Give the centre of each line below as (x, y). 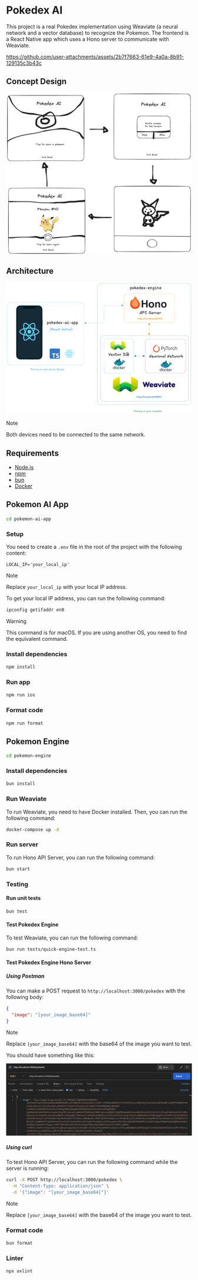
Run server (22, 845)
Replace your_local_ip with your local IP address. (67, 587)
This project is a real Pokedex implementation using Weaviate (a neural (92, 27)
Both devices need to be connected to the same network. (76, 435)
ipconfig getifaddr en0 (35, 610)
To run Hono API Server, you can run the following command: (80, 857)
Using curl (19, 1147)
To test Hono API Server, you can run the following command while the (92, 1162)
